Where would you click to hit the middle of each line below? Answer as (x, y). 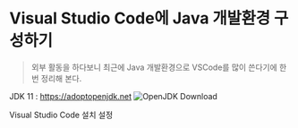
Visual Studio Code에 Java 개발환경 (140, 18)
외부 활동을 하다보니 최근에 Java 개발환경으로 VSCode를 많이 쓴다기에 (154, 67)
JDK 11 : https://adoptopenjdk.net (71, 96)
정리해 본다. (61, 78)
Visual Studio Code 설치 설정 (61, 115)
